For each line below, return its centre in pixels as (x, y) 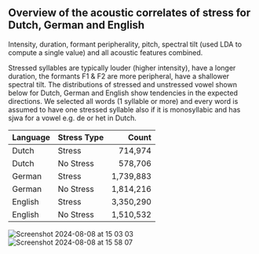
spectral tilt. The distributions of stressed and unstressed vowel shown (123, 84)
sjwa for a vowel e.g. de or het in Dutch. (73, 118)
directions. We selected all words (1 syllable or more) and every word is (123, 101)
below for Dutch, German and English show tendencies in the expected (123, 93)
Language (31, 137)
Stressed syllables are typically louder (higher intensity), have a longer (122, 68)
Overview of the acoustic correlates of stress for (129, 13)
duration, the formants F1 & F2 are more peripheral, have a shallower (119, 76)
